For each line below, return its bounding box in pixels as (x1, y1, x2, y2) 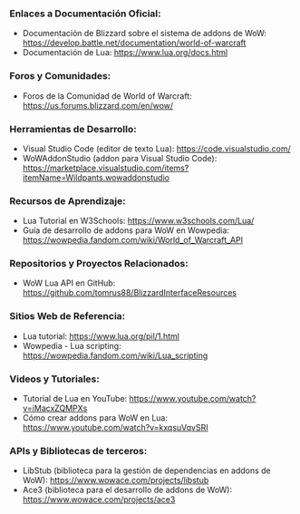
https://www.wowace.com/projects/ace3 (22, 494, 176, 505)
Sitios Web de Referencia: (9, 310, 126, 323)
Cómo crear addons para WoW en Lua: (22, 412, 169, 423)
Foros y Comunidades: (9, 70, 111, 82)
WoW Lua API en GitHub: (22, 277, 116, 288)
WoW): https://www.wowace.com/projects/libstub (22, 475, 209, 486)
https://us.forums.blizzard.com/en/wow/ (22, 100, 174, 111)
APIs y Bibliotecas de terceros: (9, 445, 148, 457)
